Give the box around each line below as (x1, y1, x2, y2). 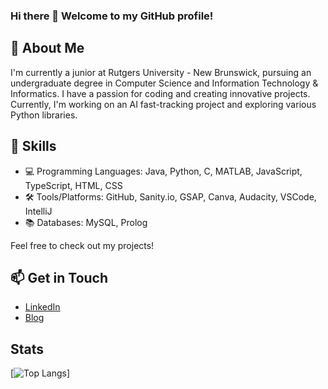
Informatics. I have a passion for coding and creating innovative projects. (10, 87, 311, 99)
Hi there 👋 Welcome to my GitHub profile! (10, 9, 214, 23)
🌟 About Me (10, 40, 85, 57)
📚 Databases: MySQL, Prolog (24, 216, 148, 228)
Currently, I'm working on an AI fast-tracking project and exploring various (10, 98, 317, 110)
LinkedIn (24, 301, 61, 313)
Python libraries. (10, 109, 78, 121)
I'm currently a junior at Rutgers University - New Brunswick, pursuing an (10, 66, 312, 78)
